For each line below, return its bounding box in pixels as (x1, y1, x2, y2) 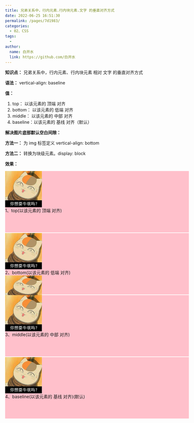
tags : (5, 34, 16, 39)
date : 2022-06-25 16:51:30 (5, 13, 60, 18)
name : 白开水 (9, 49, 34, 54)
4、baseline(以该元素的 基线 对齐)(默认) (5, 394, 85, 400)
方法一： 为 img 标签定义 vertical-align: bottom (5, 140, 99, 146)
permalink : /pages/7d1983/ (5, 18, 60, 23)
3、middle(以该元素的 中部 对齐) (5, 332, 70, 338)
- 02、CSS (9, 28, 29, 34)
